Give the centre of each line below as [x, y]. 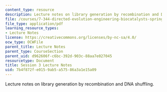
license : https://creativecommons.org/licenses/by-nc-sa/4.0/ [71, 38]
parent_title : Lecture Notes [35, 47]
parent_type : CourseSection [34, 51]
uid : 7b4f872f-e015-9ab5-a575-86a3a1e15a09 [51, 70]
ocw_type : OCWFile [24, 42]
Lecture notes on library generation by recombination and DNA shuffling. [80, 84]
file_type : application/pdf [34, 24]
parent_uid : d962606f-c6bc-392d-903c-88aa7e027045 [59, 56]
